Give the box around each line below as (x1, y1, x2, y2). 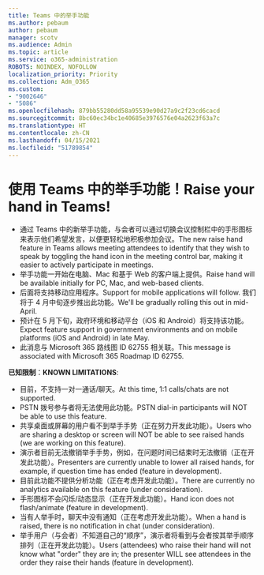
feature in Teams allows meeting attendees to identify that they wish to (19, 243, 250, 253)
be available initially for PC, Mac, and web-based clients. (19, 278, 204, 288)
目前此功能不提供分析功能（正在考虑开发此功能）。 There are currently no (19, 475, 255, 486)
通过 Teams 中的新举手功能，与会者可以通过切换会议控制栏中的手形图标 (19, 224, 253, 234)
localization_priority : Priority (8, 70, 118, 78)
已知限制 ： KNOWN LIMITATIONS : (8, 368, 119, 378)
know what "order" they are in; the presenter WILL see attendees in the (19, 550, 251, 559)
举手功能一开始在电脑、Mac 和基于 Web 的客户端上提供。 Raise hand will (19, 269, 255, 279)
